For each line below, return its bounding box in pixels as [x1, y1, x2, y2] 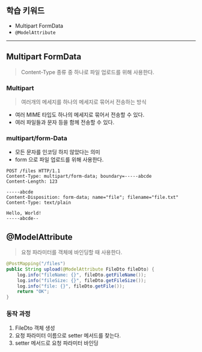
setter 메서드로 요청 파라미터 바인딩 [14, 339, 99, 347]
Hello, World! [6, 210, 42, 216]
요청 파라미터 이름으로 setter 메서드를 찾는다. [14, 332, 121, 339]
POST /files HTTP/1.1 [6, 168, 61, 174]
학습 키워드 [6, 5, 45, 16]
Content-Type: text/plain [6, 200, 71, 206]
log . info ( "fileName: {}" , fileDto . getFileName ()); [17, 272, 147, 278]
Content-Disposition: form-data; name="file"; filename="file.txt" [6, 195, 179, 201]
